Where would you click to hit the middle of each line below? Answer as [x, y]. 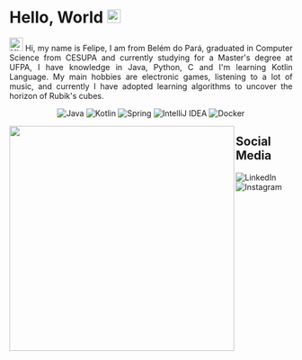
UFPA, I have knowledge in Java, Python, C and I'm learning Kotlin [151, 67]
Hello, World [56, 18]
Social [253, 142]
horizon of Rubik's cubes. [57, 95]
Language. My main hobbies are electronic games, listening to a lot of [151, 76]
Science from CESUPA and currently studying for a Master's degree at [151, 58]
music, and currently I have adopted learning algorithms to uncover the [151, 86]
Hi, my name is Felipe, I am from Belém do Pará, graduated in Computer [159, 48]
